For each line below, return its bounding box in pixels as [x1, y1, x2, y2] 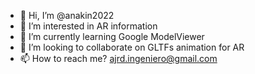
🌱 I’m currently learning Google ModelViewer [19, 31, 205, 42]
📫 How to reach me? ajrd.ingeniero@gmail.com [19, 53, 218, 64]
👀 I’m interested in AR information [19, 20, 158, 32]
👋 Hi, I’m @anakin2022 [19, 10, 115, 21]
